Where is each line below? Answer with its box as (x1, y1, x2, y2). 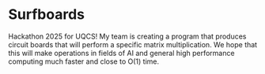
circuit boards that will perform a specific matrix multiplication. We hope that (8, 39, 258, 49)
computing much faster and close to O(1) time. (8, 57, 160, 66)
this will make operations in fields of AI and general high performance (8, 48, 235, 57)
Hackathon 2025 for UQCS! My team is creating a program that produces (8, 31, 247, 41)
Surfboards (8, 6, 85, 24)
